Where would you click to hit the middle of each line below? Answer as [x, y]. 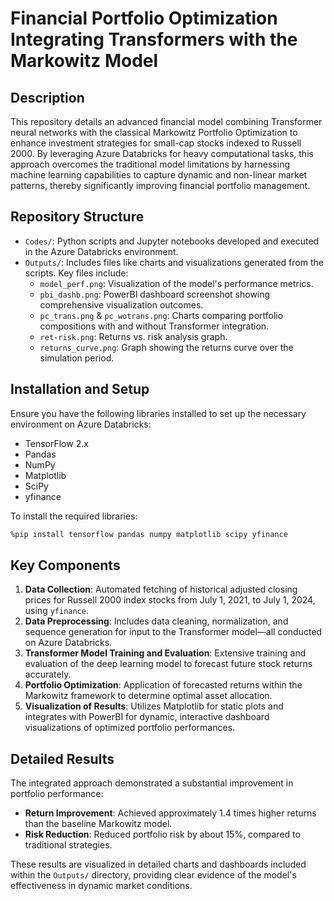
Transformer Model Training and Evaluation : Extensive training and [165, 653]
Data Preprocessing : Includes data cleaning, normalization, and [156, 621]
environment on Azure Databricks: [81, 424]
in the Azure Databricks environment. [101, 251]
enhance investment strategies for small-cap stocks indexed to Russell [156, 143]
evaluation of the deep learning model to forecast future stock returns [168, 664]
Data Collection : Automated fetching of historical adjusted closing [161, 589]
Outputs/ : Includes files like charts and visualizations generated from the [174, 262]
